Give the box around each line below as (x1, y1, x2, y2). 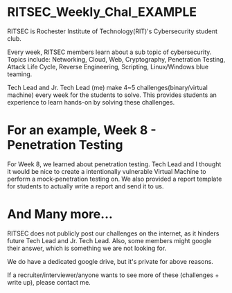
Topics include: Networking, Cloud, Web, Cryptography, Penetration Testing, (7, 55, 226, 63)
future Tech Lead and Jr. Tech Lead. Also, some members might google (7, 236, 212, 245)
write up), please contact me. (7, 278, 91, 286)
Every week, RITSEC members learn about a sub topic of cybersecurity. (7, 48, 212, 56)
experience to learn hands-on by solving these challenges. (7, 98, 175, 106)
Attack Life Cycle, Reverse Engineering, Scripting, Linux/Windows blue (7, 62, 209, 71)
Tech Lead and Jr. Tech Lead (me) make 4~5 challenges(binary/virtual (7, 83, 208, 91)
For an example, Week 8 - (7, 123, 157, 139)
